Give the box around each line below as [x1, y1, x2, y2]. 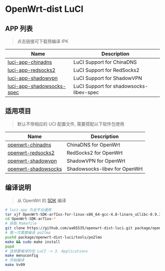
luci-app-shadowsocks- [7, 83, 66, 89]
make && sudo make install [5, 239, 60, 244]
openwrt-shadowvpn [7, 157, 57, 164]
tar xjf [5, 212, 21, 217]
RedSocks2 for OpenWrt [66, 149, 123, 156]
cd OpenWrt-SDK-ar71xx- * [5, 216, 56, 222]
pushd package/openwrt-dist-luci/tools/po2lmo [5, 234, 102, 240]
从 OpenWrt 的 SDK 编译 [17, 197, 66, 203]
